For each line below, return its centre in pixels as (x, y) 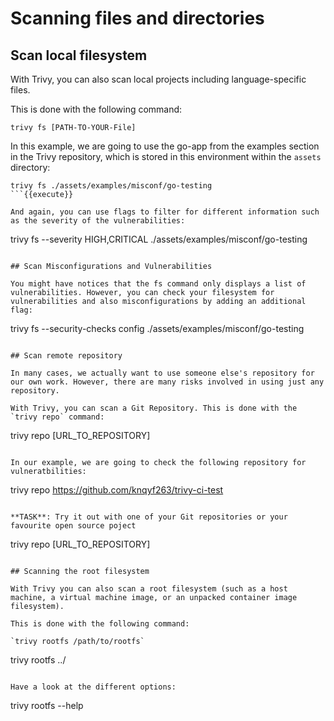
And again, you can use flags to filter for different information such (165, 212)
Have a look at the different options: (93, 687)
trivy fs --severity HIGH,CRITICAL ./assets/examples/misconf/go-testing (159, 239)
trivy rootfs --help (47, 705)
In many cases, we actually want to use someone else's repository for (162, 373)
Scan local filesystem (79, 55)
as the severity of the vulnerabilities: (98, 221)
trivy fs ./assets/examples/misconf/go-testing (111, 186)
